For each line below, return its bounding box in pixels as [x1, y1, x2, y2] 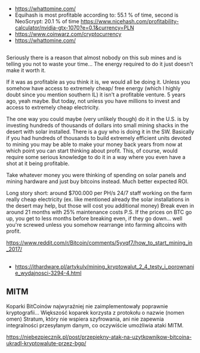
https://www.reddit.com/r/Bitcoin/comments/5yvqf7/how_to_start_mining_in [6, 239, 193, 247]
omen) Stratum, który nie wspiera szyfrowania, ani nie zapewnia [6, 315, 164, 322]
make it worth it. [6, 67, 46, 74]
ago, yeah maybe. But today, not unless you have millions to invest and [6, 98, 180, 105]
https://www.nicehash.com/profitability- [80, 18, 179, 25]
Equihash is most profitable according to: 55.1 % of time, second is [14, 11, 179, 19]
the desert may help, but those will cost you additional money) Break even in [6, 202, 194, 209]
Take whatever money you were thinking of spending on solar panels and [6, 172, 186, 179]
